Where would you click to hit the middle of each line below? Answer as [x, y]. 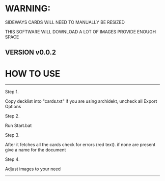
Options [13, 107]
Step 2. [12, 116]
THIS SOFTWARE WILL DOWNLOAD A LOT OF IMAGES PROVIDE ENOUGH [81, 31]
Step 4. [12, 159]
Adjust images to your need [33, 169]
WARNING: [28, 9]
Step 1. [12, 92]
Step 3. [12, 135]
